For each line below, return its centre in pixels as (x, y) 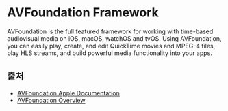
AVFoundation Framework (83, 13)
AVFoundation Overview (51, 100)
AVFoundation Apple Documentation (68, 93)
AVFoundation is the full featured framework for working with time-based (110, 31)
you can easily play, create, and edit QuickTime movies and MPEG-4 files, (111, 46)
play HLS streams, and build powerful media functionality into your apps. (110, 53)
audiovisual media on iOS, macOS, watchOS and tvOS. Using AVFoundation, (114, 38)
